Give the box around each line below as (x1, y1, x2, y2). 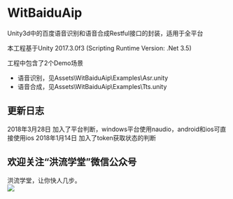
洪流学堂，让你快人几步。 (7, 176, 81, 184)
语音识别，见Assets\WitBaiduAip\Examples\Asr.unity (17, 74, 169, 82)
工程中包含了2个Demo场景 (7, 58, 84, 67)
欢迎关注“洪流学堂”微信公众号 (7, 156, 137, 168)
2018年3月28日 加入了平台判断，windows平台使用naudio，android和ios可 (7, 125, 220, 133)
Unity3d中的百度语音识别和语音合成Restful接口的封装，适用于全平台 (7, 29, 204, 37)
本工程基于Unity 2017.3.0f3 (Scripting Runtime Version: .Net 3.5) (7, 43, 192, 52)
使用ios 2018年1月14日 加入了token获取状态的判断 (13, 133, 156, 142)
